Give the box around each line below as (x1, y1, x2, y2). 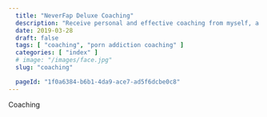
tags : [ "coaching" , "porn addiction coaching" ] (15, 41, 184, 49)
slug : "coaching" (15, 64, 74, 72)
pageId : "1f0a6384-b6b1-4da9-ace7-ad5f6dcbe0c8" (15, 77, 181, 86)
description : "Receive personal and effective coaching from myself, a (15, 19, 260, 27)
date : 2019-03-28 (15, 26, 74, 34)
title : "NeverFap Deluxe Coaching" (15, 11, 134, 20)
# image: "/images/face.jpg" (15, 57, 113, 64)
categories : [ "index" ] (15, 49, 98, 57)
